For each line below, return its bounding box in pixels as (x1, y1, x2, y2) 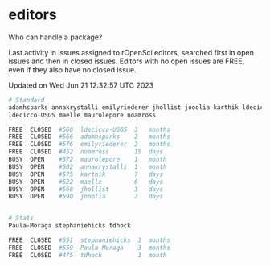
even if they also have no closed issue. (8, 64, 137, 74)
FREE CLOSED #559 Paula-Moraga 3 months (8, 243, 171, 252)
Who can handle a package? (8, 32, 103, 42)
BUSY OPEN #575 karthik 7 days (8, 170, 163, 178)
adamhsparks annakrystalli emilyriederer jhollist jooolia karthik (8, 103, 239, 112)
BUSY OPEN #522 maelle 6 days (8, 178, 163, 186)
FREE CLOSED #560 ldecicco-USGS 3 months (8, 125, 171, 133)
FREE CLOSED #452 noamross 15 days (8, 148, 163, 156)
